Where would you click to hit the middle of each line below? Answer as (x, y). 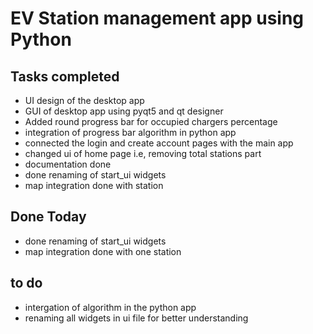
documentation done (68, 164)
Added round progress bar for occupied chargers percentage (151, 121)
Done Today (48, 217)
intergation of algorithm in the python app (110, 307)
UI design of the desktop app (84, 100)
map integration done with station (94, 185)
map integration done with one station (103, 251)
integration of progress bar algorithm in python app (130, 132)
